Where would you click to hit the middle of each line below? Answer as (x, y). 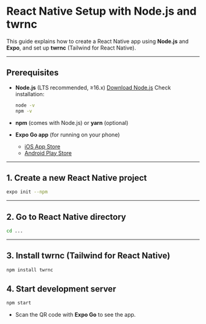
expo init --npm (27, 192)
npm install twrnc (30, 270)
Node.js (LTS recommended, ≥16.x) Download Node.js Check (93, 88)
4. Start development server (61, 289)
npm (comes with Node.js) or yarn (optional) (72, 122)
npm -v (24, 111)
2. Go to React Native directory (66, 217)
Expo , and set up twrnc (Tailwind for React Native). (71, 48)
